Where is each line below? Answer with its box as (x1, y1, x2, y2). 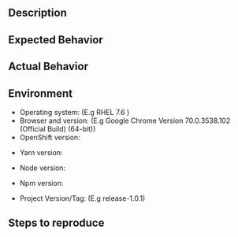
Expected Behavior (8, 33, 104, 46)
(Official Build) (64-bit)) (19, 124, 96, 133)
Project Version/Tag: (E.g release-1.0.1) (19, 193, 146, 203)
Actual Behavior (8, 60, 89, 73)
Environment (8, 87, 73, 100)
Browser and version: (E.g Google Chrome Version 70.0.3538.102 (19, 116, 231, 125)
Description (8, 6, 67, 20)
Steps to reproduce (8, 217, 105, 230)
